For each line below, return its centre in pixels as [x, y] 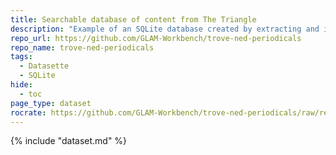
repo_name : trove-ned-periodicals [82, 47]
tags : [21, 57]
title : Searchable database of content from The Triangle [133, 19]
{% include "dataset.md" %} [69, 141]
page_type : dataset [51, 103]
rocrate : [28, 112]
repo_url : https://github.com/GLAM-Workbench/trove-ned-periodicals [156, 38]
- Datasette [44, 66]
